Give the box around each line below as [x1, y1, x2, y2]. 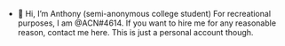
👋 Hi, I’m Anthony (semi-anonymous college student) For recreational [17, 9, 272, 19]
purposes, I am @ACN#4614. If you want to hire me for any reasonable [17, 18, 277, 28]
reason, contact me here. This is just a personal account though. [17, 27, 254, 37]
